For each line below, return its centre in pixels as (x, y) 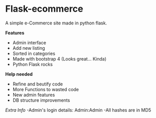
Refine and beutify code (38, 84)
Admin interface (29, 42)
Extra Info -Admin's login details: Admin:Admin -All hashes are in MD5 (78, 110)
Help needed (19, 74)
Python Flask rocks (33, 64)
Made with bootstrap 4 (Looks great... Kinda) (60, 58)
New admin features (34, 95)
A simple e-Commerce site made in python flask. (56, 23)
